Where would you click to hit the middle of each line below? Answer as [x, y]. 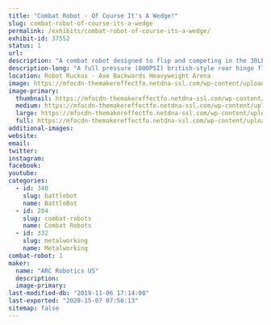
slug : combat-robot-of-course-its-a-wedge [81, 23]
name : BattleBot [50, 203]
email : [19, 143]
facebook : [25, 166]
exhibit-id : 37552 [39, 38]
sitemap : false [34, 308]
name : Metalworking [56, 248]
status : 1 [25, 46]
